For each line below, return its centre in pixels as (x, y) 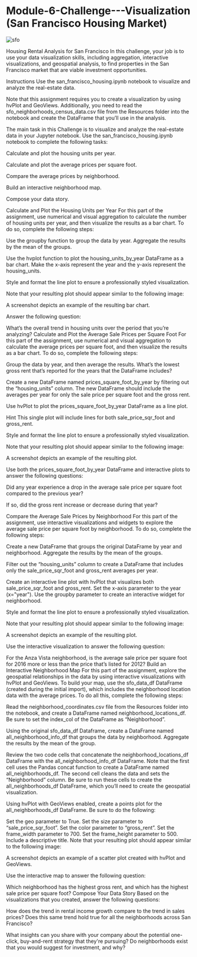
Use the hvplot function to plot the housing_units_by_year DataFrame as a (95, 258)
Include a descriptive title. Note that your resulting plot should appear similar (99, 840)
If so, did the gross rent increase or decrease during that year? (82, 505)
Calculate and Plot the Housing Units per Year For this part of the (85, 210)
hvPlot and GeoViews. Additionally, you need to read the (74, 105)
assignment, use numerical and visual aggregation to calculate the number (96, 216)
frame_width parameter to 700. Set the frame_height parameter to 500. (92, 834)
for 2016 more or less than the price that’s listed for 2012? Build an (86, 664)
